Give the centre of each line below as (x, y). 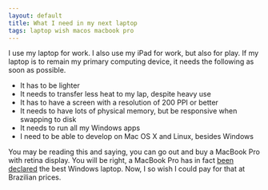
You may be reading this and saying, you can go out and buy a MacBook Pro (134, 152)
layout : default (35, 16)
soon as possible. (37, 70)
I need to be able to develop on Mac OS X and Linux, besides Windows (137, 137)
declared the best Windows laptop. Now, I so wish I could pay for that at (127, 169)
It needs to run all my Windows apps (80, 128)
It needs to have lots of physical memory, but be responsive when (128, 111)
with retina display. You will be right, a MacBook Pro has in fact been (121, 160)
